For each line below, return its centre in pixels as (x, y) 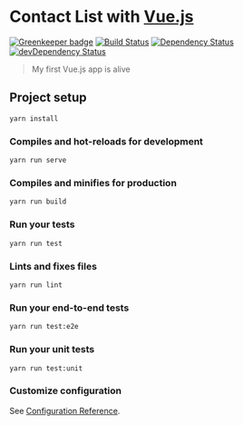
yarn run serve (38, 161)
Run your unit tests (52, 350)
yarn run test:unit (46, 368)
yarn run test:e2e (44, 327)
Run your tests (42, 224)
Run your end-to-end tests (69, 308)
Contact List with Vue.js (102, 17)
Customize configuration (66, 390)
